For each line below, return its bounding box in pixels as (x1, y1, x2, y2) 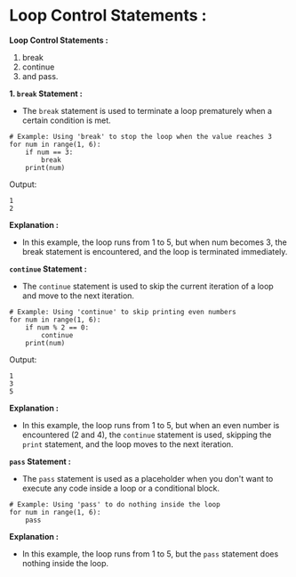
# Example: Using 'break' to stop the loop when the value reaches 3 (9, 132, 273, 141)
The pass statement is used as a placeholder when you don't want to (21, 473, 274, 484)
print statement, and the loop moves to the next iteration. (21, 438, 234, 450)
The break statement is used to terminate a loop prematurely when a (21, 105, 273, 116)
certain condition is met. (21, 115, 111, 126)
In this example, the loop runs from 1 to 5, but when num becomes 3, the (21, 237, 287, 248)
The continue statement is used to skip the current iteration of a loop (21, 280, 274, 291)
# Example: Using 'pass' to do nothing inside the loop (9, 500, 220, 508)
